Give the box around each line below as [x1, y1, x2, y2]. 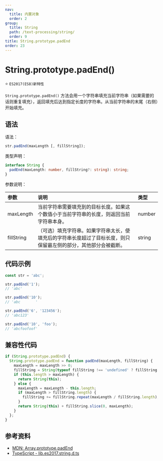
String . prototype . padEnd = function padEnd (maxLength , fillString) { [9, 358, 153, 364]
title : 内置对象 [9, 12, 40, 17]
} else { [14, 381, 32, 386]
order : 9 [9, 35, 27, 39]
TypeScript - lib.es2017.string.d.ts [12, 450, 80, 456]
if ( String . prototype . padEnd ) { [5, 354, 70, 359]
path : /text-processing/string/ [9, 30, 75, 35]
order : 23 [5, 43, 25, 48]
